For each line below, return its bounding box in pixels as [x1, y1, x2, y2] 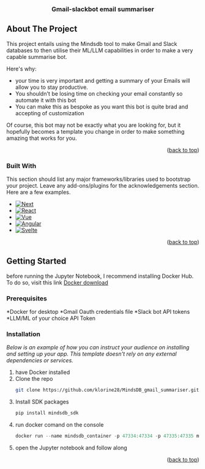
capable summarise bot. [6, 53, 67, 60]
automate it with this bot [15, 96, 76, 104]
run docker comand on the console [15, 421, 104, 429]
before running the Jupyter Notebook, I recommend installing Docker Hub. [6, 272, 194, 280]
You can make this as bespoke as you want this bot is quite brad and [15, 103, 188, 110]
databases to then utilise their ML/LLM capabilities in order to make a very [6, 47, 193, 54]
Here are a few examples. [6, 189, 71, 196]
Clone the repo [15, 375, 53, 383]
